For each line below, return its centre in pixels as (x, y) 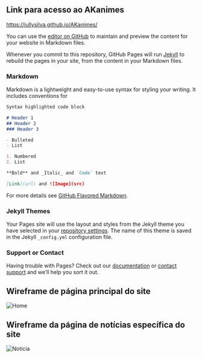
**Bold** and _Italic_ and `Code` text (56, 173)
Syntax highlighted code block (46, 107)
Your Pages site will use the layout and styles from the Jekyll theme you (96, 224)
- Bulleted (20, 140)
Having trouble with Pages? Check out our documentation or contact (91, 266)
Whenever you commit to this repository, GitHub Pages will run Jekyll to (96, 54)
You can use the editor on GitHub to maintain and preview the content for (97, 36)
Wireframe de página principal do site (78, 291)
